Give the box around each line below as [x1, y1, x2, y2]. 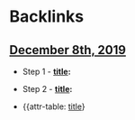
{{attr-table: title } [22, 101, 85, 112]
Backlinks [9, 6, 85, 27]
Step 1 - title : [22, 66, 71, 77]
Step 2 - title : [22, 84, 73, 94]
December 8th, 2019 [9, 42, 126, 58]
